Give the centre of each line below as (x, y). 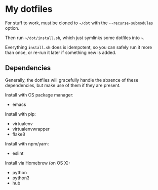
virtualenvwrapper (31, 129)
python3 (21, 178)
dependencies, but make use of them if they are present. (63, 85)
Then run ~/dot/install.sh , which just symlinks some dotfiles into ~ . (75, 38)
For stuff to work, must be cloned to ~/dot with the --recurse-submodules (79, 23)
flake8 (19, 134)
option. (12, 28)
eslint (18, 153)
